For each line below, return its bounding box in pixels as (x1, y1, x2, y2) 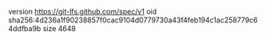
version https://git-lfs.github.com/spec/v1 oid (8, 7, 157, 16)
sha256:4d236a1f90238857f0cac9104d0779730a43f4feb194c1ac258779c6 (8, 15, 258, 25)
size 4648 (42, 24, 76, 33)
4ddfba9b (8, 24, 42, 33)
